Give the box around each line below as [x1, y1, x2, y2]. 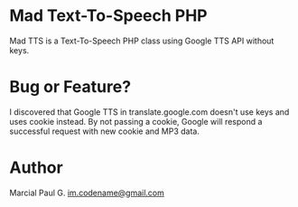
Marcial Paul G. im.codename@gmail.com [9, 187, 165, 198]
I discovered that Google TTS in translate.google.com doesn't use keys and [9, 106, 290, 118]
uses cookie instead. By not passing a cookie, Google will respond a [9, 116, 263, 127]
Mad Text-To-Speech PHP [9, 5, 208, 26]
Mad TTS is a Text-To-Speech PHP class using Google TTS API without [9, 35, 275, 46]
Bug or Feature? [9, 77, 132, 98]
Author [9, 157, 63, 178]
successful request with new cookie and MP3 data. [9, 126, 200, 136]
